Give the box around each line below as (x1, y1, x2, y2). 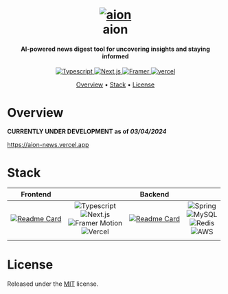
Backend (139, 190, 170, 199)
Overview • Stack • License (76, 80, 155, 89)
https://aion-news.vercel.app (7, 141, 89, 149)
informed (102, 52, 129, 60)
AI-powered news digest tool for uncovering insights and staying (20, 45, 211, 53)
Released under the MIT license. (7, 280, 99, 288)
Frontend (20, 190, 52, 199)
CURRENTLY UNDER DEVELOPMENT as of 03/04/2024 (7, 127, 167, 136)
